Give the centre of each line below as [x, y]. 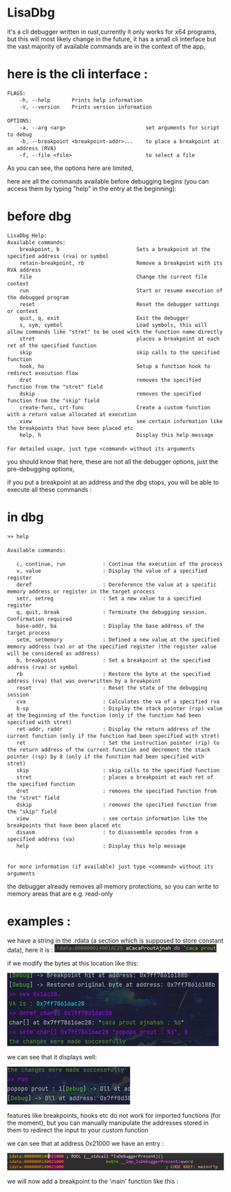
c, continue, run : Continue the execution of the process [120, 564]
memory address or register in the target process [81, 592]
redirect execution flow [43, 373]
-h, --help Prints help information [81, 100]
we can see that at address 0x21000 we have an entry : [86, 1143]
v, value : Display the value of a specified [112, 571]
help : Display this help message [101, 846]
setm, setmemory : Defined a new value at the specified [118, 640]
